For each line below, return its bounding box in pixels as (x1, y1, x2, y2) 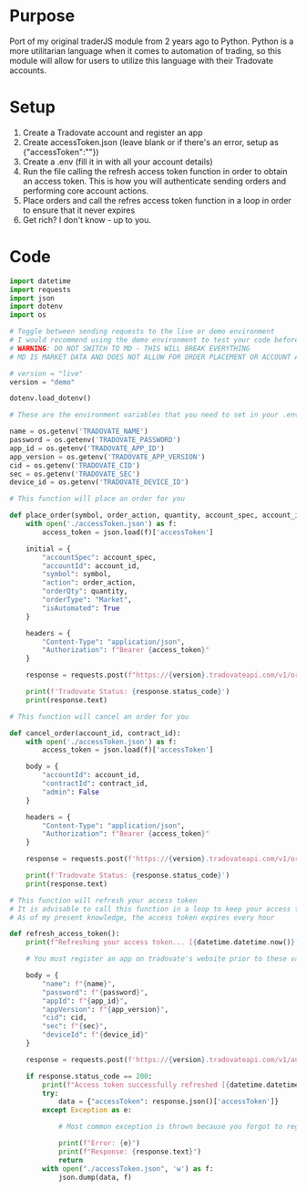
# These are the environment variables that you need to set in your (9, 410, 280, 420)
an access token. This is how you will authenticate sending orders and (22, 175, 287, 186)
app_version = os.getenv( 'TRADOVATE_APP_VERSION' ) (9, 452, 206, 461)
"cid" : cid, (42, 1013, 88, 1023)
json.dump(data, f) (57, 1173, 132, 1182)
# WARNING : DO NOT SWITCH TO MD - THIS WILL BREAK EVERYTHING (9, 343, 250, 353)
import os (9, 311, 47, 320)
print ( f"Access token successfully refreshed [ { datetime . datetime (42, 1080, 300, 1090)
